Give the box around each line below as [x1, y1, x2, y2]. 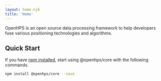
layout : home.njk [5, 7, 40, 12]
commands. [5, 62, 29, 68]
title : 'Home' [5, 12, 34, 16]
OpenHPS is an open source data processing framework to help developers [5, 25, 156, 31]
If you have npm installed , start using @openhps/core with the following [5, 57, 149, 63]
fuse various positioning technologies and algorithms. [5, 30, 113, 36]
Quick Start [5, 44, 40, 52]
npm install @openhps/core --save [5, 71, 75, 77]
